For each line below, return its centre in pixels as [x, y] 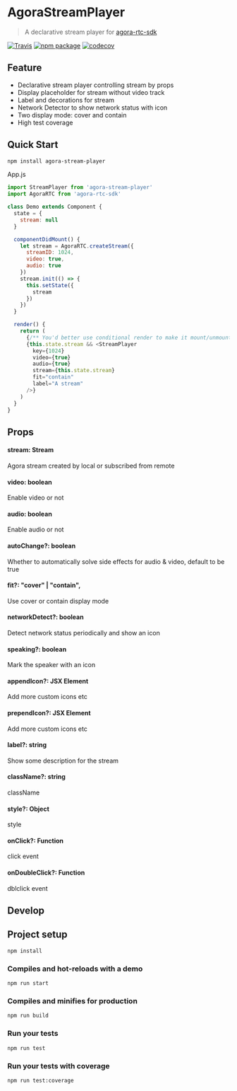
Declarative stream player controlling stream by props [96, 85]
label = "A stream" [58, 384]
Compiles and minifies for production [72, 1001]
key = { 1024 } [49, 351]
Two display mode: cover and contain [72, 115]
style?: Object [28, 809]
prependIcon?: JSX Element [49, 713]
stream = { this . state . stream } [74, 371]
